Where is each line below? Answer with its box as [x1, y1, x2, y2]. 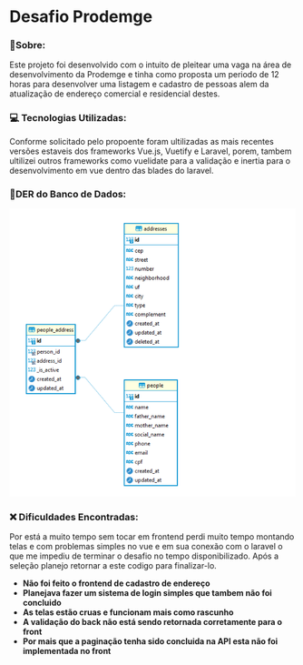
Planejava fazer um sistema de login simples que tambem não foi [22, 587, 272, 598]
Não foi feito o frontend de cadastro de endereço [22, 578, 210, 589]
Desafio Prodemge [9, 6, 152, 27]
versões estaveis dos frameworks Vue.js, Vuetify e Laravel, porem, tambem [9, 146, 292, 156]
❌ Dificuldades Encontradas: [9, 510, 139, 523]
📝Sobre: [9, 39, 46, 52]
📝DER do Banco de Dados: [9, 187, 127, 200]
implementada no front [22, 645, 112, 656]
